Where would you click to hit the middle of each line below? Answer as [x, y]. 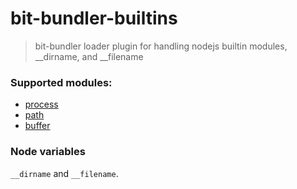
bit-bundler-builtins [94, 18]
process [41, 104]
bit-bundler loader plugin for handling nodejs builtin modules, [161, 46]
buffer [37, 126]
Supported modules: [61, 82]
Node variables [48, 152]
